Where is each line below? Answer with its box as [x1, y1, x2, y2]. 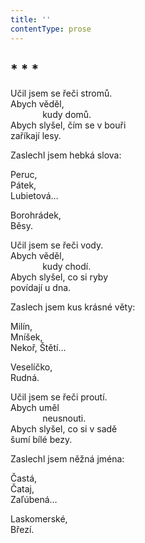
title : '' [10, 14, 52, 25]
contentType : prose [10, 24, 92, 34]
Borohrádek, [10, 209, 62, 221]
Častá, [10, 472, 38, 485]
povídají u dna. [10, 282, 72, 294]
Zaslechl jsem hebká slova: [10, 149, 122, 161]
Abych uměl [10, 402, 60, 414]
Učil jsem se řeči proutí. [10, 391, 108, 403]
